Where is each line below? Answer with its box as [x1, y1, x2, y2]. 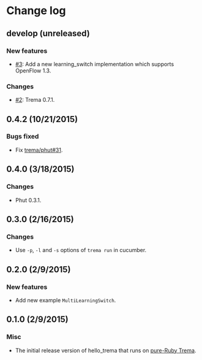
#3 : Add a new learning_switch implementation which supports [15, 60, 174, 67]
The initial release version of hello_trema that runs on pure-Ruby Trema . [15, 347, 196, 354]
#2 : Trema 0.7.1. [15, 96, 55, 104]
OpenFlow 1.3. [15, 67, 51, 74]
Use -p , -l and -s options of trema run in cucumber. [15, 247, 147, 254]
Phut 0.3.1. [15, 196, 42, 204]
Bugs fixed [6, 132, 39, 141]
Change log [6, 4, 66, 18]
